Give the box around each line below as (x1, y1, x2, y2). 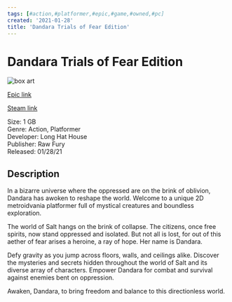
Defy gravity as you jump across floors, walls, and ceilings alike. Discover (7, 251, 219, 260)
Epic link (7, 91, 32, 99)
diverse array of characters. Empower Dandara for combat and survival (7, 266, 213, 275)
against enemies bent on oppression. (7, 273, 114, 282)
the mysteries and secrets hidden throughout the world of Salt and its (7, 258, 208, 267)
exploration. (7, 209, 42, 218)
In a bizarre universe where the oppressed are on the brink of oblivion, (7, 187, 211, 195)
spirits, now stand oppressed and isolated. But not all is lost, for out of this (7, 230, 221, 239)
